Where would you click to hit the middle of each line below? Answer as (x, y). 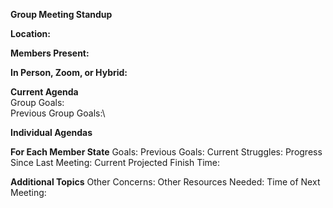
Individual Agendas (51, 132)
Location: (30, 33)
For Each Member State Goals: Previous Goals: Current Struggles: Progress (166, 152)
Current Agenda (44, 92)
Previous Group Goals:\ (58, 113)
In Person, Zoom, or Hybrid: (69, 72)
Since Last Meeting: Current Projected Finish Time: (115, 162)
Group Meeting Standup (61, 14)
